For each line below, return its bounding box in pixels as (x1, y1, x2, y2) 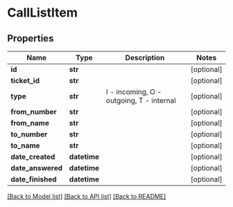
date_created (10, 152, 55, 161)
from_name (10, 118, 50, 127)
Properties (7, 33, 54, 44)
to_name (10, 141, 40, 150)
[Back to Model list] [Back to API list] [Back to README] (7, 192, 166, 200)
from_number (10, 107, 57, 116)
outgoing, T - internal (106, 96, 176, 105)
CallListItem (7, 5, 78, 21)
